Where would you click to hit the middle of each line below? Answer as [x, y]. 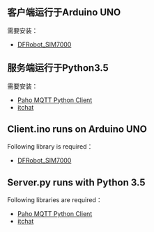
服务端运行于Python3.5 [58, 68]
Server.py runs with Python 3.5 [76, 182]
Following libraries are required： [55, 200]
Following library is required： [50, 147]
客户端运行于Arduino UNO [64, 13]
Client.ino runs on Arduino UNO [77, 130]
